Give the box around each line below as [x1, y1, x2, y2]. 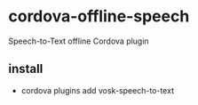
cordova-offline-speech [8, 6, 190, 27]
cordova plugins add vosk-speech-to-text [20, 85, 175, 95]
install [8, 61, 44, 77]
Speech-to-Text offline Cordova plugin [8, 36, 149, 46]
